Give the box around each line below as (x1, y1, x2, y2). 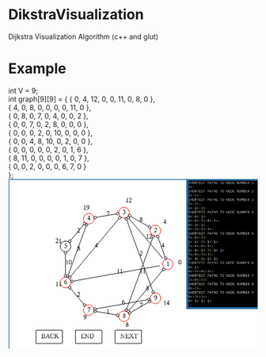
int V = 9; (8, 86, 38, 95)
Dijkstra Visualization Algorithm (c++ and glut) (8, 32, 159, 41)
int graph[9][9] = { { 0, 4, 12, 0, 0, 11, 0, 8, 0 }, (8, 94, 156, 104)
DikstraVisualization (8, 6, 144, 24)
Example (8, 59, 66, 78)
